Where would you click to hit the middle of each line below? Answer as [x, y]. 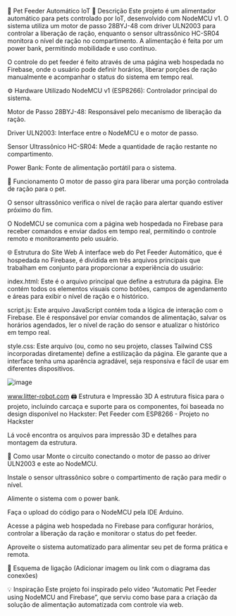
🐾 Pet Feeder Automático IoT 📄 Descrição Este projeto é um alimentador [112, 11]
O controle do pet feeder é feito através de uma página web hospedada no [116, 62]
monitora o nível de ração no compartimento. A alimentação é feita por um [115, 41]
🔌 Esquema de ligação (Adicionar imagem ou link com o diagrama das [109, 568]
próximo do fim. [30, 210]
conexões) [23, 575]
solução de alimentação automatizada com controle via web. [95, 605]
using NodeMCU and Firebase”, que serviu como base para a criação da [112, 597]
